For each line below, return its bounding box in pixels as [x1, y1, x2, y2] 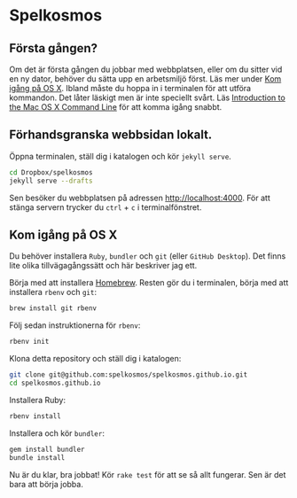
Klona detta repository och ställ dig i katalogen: [9, 354, 182, 364]
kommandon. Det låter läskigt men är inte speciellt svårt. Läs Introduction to [9, 92, 285, 103]
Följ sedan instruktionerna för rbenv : [9, 320, 141, 331]
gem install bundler [9, 445, 86, 454]
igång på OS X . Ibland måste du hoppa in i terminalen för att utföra [9, 83, 251, 93]
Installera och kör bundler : [9, 427, 105, 439]
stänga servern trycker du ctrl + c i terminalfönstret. [9, 201, 202, 213]
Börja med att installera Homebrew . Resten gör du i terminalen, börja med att [9, 277, 289, 288]
